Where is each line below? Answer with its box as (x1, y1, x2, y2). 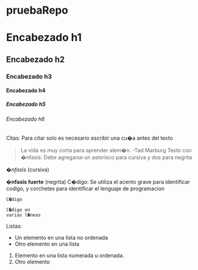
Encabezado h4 (6, 87, 46, 94)
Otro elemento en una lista (14, 240, 80, 247)
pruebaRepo (6, 4, 68, 17)
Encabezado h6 (6, 115, 45, 123)
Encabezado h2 (6, 54, 65, 64)
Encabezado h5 (6, 101, 46, 108)
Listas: (6, 222, 23, 230)
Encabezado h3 (6, 72, 52, 80)
